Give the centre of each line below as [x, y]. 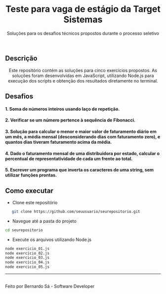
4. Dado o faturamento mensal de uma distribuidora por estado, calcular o [82, 153]
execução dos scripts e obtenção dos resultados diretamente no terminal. [83, 81]
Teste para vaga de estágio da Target [83, 9]
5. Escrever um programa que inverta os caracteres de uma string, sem [80, 170]
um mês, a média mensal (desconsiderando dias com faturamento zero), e [83, 136]
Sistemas [83, 20]
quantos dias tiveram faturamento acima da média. [59, 142]
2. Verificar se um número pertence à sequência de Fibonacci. [70, 120]
